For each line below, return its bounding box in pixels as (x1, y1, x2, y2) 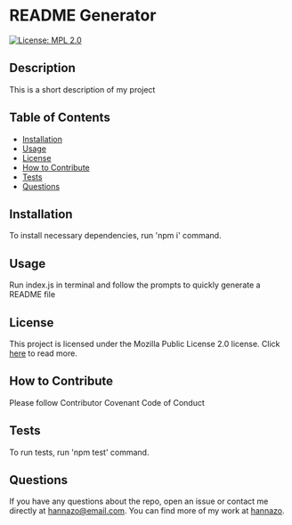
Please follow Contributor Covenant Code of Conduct (9, 397, 205, 408)
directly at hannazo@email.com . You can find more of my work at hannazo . (9, 505, 285, 516)
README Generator (9, 5, 157, 26)
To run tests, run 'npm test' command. (9, 447, 150, 457)
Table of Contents (9, 110, 111, 125)
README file (9, 289, 56, 300)
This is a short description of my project (9, 84, 156, 94)
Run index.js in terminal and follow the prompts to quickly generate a (9, 279, 261, 290)
